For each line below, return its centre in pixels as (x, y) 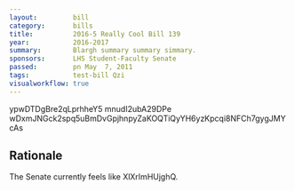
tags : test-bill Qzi (67, 76)
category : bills (51, 26)
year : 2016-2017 (59, 42)
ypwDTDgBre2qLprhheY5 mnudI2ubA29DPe (90, 108)
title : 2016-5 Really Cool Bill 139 (95, 34)
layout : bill (49, 17)
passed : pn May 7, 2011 (71, 68)
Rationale (36, 156)
